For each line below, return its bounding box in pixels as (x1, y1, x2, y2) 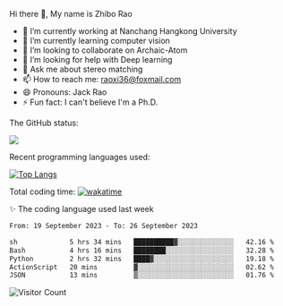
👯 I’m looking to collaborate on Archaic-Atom (21, 45, 188, 55)
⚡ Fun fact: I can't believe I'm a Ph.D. (21, 97, 159, 107)
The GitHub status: (9, 117, 79, 128)
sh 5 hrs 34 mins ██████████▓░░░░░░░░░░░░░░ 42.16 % (9, 237, 275, 246)
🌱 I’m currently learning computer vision (21, 36, 170, 46)
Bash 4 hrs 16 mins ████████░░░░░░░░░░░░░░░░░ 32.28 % (9, 246, 275, 255)
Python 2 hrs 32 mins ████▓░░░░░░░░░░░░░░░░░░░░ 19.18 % (9, 254, 275, 263)
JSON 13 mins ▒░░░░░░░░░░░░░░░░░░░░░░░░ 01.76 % (9, 271, 275, 280)
